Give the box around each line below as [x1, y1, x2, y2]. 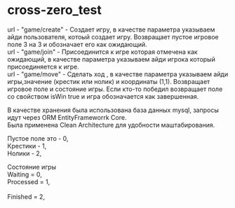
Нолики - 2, [7, 149, 42, 158]
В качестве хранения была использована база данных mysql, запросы [7, 106, 219, 114]
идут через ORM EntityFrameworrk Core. [7, 113, 127, 121]
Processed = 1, [7, 177, 51, 186]
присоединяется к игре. [7, 62, 79, 71]
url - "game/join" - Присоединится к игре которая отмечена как [7, 48, 198, 56]
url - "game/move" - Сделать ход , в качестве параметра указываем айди [7, 69, 229, 78]
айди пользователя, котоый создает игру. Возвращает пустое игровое [7, 32, 219, 41]
